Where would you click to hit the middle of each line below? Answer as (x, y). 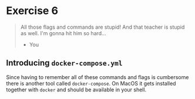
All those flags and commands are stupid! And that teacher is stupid (102, 27)
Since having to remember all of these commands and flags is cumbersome (97, 77)
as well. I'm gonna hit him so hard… (63, 33)
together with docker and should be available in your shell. (76, 90)
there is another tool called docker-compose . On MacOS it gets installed (91, 83)
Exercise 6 (32, 11)
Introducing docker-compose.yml (64, 63)
